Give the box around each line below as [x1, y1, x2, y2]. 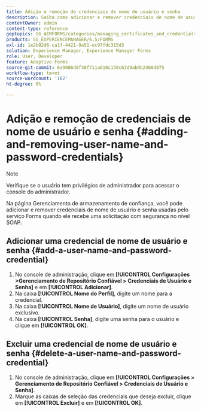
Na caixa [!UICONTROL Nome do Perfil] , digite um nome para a [14, 290, 172, 297]
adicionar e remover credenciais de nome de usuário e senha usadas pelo [6, 206, 188, 213]
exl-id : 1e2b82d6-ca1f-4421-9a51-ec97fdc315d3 [6, 43, 124, 49]
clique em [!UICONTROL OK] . [14, 322, 89, 329]
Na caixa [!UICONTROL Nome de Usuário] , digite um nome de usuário [14, 302, 189, 310]
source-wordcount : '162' [6, 75, 68, 81]
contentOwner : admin [6, 20, 58, 26]
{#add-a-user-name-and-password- [31, 246, 172, 256]
